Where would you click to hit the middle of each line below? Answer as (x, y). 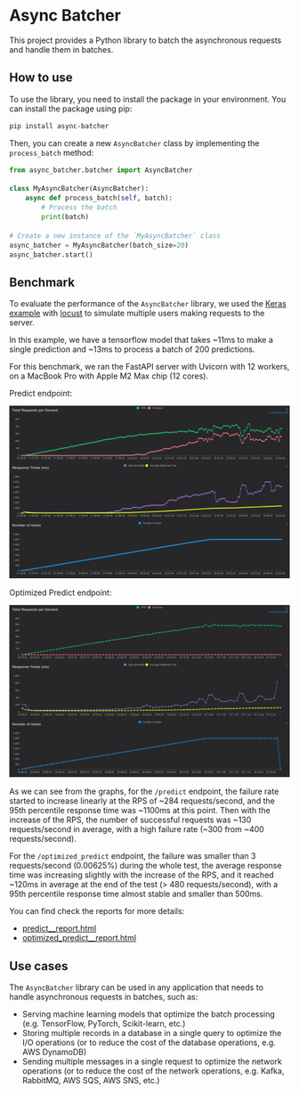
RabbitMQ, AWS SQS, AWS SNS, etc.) (91, 1081)
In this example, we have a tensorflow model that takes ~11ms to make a (141, 340)
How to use (41, 78)
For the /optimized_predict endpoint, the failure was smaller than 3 (133, 856)
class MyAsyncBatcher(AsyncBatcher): (79, 189)
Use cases (39, 966)
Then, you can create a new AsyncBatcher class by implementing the (134, 143)
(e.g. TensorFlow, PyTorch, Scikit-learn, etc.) (104, 1024)
